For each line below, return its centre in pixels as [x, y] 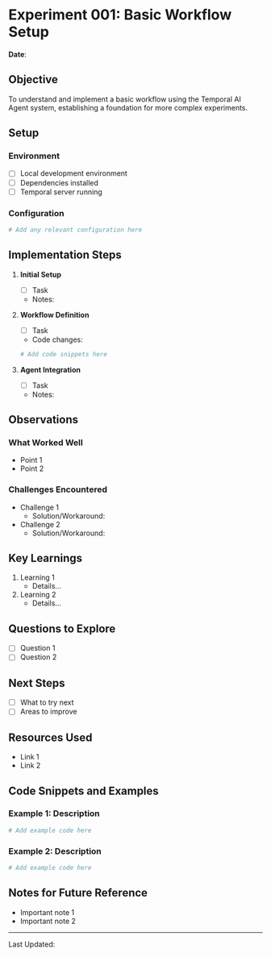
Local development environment [73, 173]
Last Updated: [32, 944]
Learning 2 [38, 595]
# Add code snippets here [63, 354]
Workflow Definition [54, 314]
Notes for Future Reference [78, 893]
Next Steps [37, 683]
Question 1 [38, 648]
